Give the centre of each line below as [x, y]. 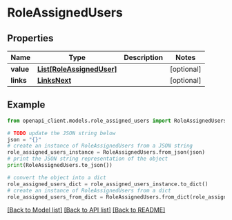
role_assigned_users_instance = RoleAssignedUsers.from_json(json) [106, 152]
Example [26, 105]
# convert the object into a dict [57, 177]
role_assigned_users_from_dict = [55, 197]
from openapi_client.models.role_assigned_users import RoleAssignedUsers [117, 121]
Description [144, 58]
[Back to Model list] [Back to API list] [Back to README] [86, 210]
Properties [30, 38]
